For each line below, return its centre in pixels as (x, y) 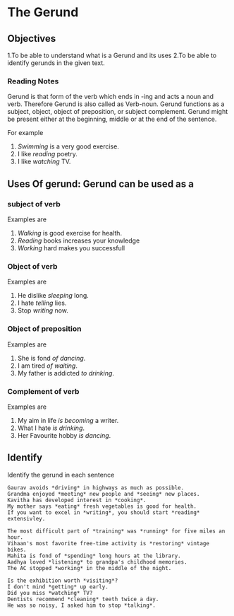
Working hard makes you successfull (71, 248)
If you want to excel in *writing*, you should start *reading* (104, 512)
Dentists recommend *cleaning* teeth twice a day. (83, 599)
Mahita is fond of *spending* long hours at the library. (94, 556)
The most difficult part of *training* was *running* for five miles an (116, 531)
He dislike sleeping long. (53, 296)
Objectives (32, 39)
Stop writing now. (43, 310)
